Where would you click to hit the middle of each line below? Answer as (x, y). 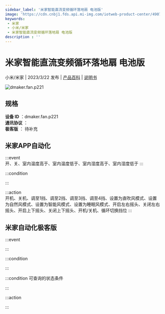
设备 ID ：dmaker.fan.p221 (32, 116)
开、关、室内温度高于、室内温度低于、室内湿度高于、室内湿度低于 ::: (74, 164)
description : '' (23, 37)
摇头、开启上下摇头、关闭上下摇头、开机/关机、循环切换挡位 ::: (69, 210)
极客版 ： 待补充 (21, 129)
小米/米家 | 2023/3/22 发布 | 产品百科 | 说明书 (51, 77)
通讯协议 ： (16, 123)
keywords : (15, 19)
